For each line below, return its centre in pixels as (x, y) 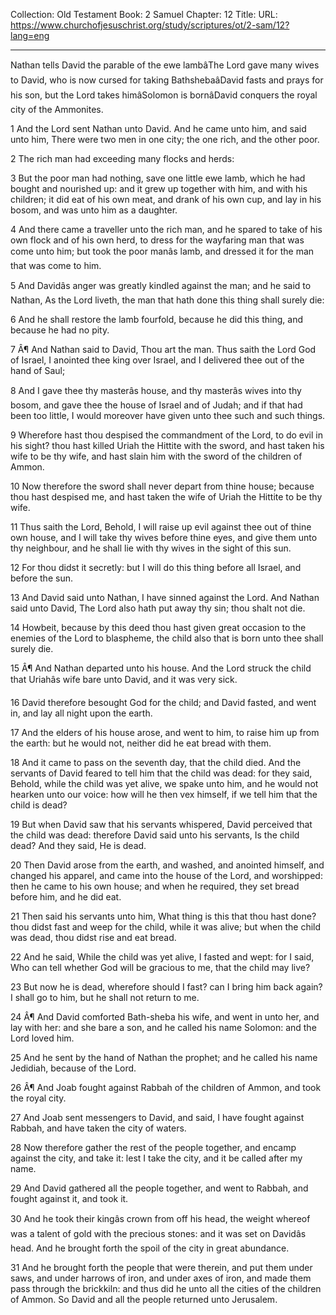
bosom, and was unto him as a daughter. (94, 210)
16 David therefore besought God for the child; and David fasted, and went (163, 702)
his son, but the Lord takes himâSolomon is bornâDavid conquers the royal (164, 95)
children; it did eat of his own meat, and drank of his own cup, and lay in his (166, 199)
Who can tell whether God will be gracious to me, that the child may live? (160, 967)
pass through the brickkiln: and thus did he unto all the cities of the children (166, 1288)
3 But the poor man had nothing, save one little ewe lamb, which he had (158, 178)
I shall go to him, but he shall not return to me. (105, 997)
